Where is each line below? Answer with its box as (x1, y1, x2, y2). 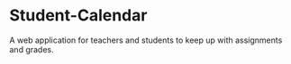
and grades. (9, 44, 54, 54)
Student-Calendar (9, 5, 148, 26)
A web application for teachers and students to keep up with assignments (9, 35, 283, 45)
